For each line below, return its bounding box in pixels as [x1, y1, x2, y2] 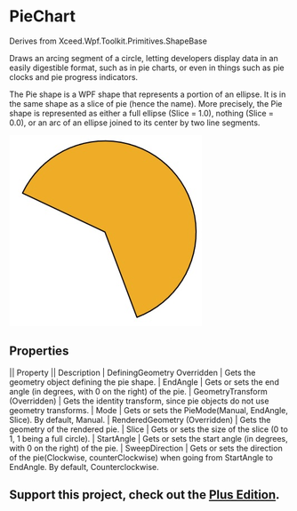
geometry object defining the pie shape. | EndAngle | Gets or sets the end [9, 376, 280, 387]
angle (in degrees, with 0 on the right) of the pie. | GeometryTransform [9, 386, 269, 396]
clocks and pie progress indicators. [9, 71, 139, 82]
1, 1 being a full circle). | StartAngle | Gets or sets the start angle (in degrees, [9, 433, 289, 443]
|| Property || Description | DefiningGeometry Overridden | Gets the [9, 367, 256, 378]
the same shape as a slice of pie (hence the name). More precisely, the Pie [9, 98, 283, 108]
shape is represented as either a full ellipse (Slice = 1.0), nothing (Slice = [9, 108, 274, 118]
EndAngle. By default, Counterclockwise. [9, 461, 159, 472]
